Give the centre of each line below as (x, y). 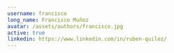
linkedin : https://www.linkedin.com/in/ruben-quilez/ (87, 39)
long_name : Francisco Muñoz (48, 20)
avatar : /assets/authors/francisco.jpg (65, 26)
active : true (26, 33)
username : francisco (37, 13)
